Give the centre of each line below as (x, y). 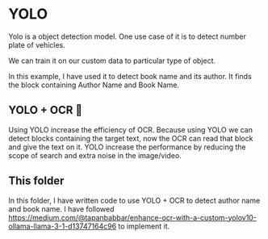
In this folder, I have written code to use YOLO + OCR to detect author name (134, 200)
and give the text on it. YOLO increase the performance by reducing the (127, 147)
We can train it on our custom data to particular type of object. (112, 61)
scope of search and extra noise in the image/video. (95, 155)
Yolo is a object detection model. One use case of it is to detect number (127, 36)
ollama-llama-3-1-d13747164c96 (63, 226)
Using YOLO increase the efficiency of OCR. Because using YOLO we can (130, 129)
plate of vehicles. (37, 44)
